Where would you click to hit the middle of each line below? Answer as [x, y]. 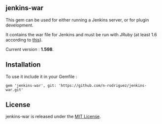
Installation [23, 65]
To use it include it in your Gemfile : [41, 76]
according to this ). [24, 40]
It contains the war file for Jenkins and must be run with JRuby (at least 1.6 [81, 34]
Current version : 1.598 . [30, 49]
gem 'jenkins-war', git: [31, 85]
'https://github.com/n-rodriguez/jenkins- [103, 85]
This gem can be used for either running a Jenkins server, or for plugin [77, 20]
